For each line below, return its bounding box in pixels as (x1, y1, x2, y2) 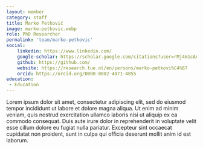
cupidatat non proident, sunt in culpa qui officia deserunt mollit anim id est (6, 130, 192, 138)
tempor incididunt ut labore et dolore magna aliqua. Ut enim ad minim (6, 105, 179, 112)
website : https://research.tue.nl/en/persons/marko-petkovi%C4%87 (17, 65, 188, 71)
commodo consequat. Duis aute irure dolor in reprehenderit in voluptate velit (6, 118, 196, 124)
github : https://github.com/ (17, 59, 91, 65)
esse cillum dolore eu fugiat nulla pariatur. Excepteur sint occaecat (6, 124, 172, 131)
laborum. (6, 137, 29, 144)
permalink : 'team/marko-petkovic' (6, 37, 94, 43)
